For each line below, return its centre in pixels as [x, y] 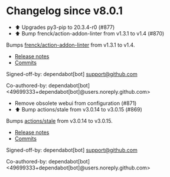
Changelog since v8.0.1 [64, 11]
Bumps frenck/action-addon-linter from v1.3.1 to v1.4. [71, 45]
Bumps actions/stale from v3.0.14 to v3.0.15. [60, 121]
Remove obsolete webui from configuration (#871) [76, 103]
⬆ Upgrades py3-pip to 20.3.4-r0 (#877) [65, 27]
